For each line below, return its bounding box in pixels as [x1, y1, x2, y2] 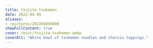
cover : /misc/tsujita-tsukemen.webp [5, 30, 81, 35]
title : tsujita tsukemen [5, 7, 57, 12]
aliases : [5, 16, 23, 21]
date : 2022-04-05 [5, 12, 41, 17]
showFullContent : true [5, 26, 52, 31]
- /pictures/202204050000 [5, 21, 59, 26]
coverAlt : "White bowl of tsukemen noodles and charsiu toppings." [5, 35, 149, 40]
